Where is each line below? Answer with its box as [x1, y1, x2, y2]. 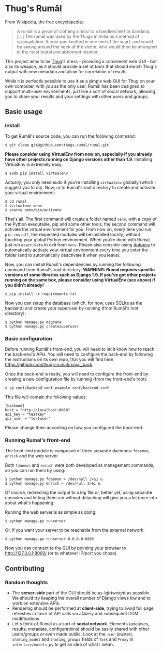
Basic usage [5, 108, 43, 116]
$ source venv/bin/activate [5, 207, 62, 212]
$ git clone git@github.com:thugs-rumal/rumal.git [5, 143, 109, 147]
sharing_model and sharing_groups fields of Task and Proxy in [12, 636, 133, 642]
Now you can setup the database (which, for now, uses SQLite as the [5, 300, 143, 306]
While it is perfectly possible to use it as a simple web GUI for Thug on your [5, 78, 155, 84]
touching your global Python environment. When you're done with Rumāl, [5, 236, 151, 243]
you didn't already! [5, 282, 44, 288]
